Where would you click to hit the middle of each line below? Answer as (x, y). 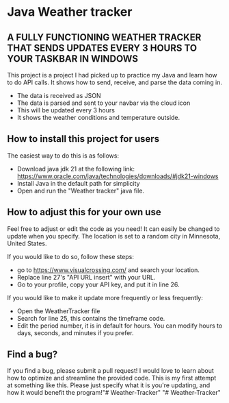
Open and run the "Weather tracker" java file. (81, 191)
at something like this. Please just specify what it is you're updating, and (109, 385)
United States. (27, 243)
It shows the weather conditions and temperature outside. (98, 118)
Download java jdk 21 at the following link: (76, 169)
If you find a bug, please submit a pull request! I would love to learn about (110, 371)
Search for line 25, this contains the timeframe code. (91, 318)
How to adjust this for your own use (84, 212)
